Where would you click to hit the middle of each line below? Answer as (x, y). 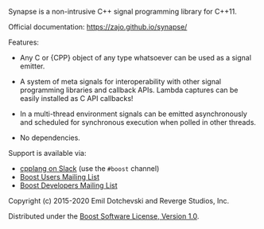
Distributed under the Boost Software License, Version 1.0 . (104, 216)
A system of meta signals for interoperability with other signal (120, 82)
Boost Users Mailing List (59, 177)
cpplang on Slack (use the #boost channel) (89, 169)
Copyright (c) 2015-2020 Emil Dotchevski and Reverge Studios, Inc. (119, 201)
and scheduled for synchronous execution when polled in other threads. (138, 122)
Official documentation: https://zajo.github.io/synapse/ (98, 27)
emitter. (32, 66)
